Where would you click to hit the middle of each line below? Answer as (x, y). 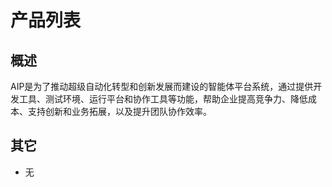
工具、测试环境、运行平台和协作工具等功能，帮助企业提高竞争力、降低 (163, 99)
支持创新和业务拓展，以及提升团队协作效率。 (119, 111)
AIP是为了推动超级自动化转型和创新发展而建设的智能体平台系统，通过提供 (162, 86)
